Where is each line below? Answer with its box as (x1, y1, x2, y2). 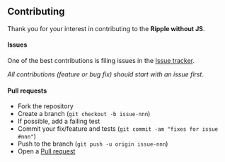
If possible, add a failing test (17, 117, 100, 126)
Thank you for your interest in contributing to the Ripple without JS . (7, 24, 205, 33)
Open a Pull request (17, 147, 76, 156)
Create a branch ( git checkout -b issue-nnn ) (17, 110, 151, 118)
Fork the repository (17, 102, 74, 110)
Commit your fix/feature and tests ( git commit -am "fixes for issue (17, 125, 218, 133)
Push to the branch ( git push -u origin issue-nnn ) (17, 139, 168, 148)
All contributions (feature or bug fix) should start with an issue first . (7, 70, 204, 79)
